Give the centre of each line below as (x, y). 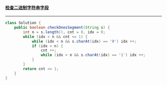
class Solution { (23, 23)
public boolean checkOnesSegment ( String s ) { (62, 28)
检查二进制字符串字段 (27, 7)
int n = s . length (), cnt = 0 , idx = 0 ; (64, 32)
